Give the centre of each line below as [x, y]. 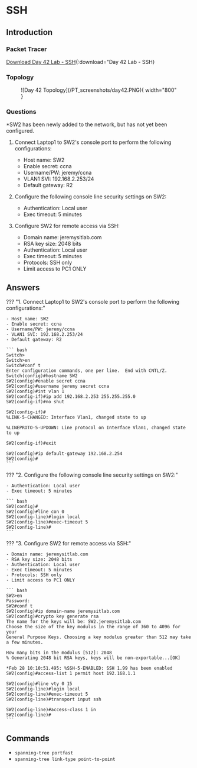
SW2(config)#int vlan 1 [35, 391]
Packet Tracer [27, 49]
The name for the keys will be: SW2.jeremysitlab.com [74, 622]
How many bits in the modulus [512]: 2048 [59, 653]
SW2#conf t [19, 606]
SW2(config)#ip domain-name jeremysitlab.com [63, 611]
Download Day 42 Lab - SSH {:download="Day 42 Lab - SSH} [81, 62]
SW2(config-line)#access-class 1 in [51, 710]
